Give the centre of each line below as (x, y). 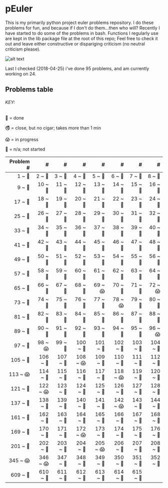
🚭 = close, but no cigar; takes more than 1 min (53, 127)
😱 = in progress (22, 139)
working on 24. (21, 73)
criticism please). (23, 49)
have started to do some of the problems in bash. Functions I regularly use (82, 33)
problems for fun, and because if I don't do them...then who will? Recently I (82, 27)
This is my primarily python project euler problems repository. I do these (79, 22)
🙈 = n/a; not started (25, 149)
